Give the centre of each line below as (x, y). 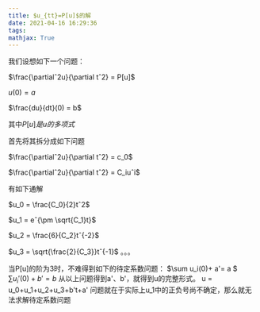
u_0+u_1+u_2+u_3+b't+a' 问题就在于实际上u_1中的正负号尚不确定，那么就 (127, 290)
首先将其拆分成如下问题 (46, 141)
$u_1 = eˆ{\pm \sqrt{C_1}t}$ (52, 220)
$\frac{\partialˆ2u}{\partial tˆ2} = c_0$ (71, 157)
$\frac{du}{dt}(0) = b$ (45, 108)
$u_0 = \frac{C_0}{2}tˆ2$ (49, 205)
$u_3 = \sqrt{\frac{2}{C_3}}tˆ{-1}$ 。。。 (71, 252)
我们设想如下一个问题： (46, 61)
